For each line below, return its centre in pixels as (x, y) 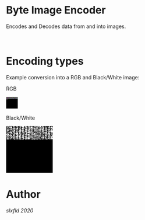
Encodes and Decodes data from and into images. (66, 26)
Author (23, 195)
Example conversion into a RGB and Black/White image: (73, 77)
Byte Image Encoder (56, 10)
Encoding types (45, 61)
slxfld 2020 (20, 210)
